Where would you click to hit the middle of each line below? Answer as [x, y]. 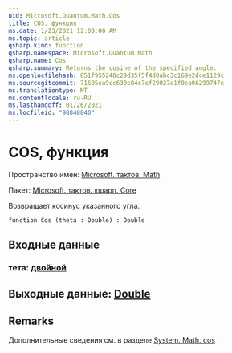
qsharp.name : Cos [37, 61]
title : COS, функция [43, 23]
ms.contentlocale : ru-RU [50, 98]
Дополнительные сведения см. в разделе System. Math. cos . [114, 340]
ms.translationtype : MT [48, 90]
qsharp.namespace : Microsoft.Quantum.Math [80, 53]
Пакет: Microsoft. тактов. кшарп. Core [72, 190]
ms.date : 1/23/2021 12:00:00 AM [62, 30]
